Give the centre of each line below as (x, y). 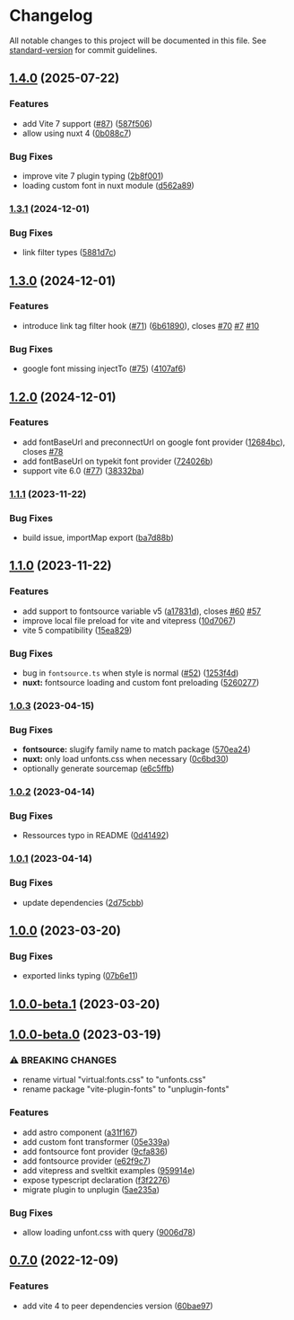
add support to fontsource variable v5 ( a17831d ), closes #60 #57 (142, 611)
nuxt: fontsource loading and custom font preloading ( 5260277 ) (141, 683)
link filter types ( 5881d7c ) (69, 252)
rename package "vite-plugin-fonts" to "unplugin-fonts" (126, 1089)
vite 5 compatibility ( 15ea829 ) (77, 630)
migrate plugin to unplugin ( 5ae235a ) (91, 1189)
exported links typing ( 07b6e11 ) (80, 976)
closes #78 (43, 451)
